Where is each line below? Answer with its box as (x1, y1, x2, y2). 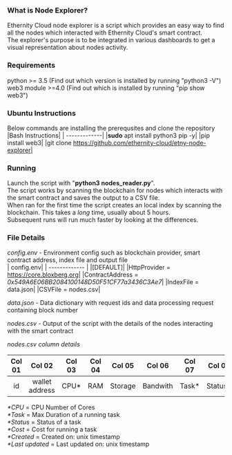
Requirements (7, 61, 56, 71)
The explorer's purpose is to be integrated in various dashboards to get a (7, 36, 215, 44)
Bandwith (142, 381, 173, 391)
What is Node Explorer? (7, 6, 88, 15)
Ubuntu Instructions (7, 108, 76, 118)
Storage (110, 381, 136, 391)
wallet (32, 377, 52, 387)
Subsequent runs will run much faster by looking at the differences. (7, 216, 199, 224)
